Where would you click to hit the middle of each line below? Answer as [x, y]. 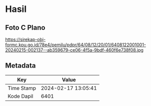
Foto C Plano [25, 28]
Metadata [20, 66]
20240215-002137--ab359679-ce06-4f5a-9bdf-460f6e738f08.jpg [74, 50]
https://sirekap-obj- [25, 39]
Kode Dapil [20, 96]
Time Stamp [22, 88]
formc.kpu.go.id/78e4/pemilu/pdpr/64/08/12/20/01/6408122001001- [76, 45]
